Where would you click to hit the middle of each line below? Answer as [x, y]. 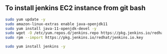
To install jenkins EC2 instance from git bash [75, 8]
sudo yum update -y [25, 19]
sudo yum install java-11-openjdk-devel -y [51, 28]
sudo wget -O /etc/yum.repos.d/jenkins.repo [52, 33]
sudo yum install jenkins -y [35, 47]
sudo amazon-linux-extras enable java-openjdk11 [56, 24]
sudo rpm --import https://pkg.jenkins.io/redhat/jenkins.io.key [74, 38]
